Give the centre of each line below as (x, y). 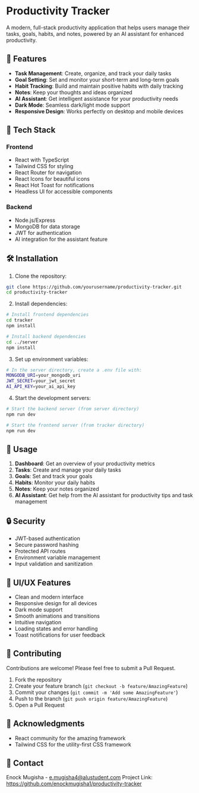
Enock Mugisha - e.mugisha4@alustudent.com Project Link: (80, 777)
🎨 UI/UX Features (39, 583)
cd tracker (20, 320)
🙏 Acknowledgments (45, 724)
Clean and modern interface (49, 597)
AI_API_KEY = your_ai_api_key (41, 387)
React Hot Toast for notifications (54, 185)
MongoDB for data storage (47, 226)
